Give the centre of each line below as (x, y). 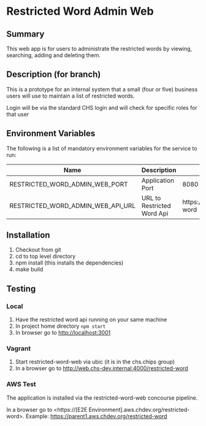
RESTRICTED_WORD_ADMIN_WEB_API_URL (73, 206)
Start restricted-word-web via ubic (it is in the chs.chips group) (95, 362)
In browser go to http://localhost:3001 (63, 333)
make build (29, 269)
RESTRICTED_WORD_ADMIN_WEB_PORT (69, 184)
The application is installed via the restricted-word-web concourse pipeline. (102, 398)
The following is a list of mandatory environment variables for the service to (102, 148)
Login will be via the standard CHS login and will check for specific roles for (102, 107)
